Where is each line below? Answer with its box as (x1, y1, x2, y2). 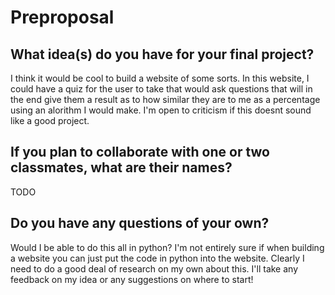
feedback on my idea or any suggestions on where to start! (10, 273, 254, 285)
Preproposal (10, 6, 115, 29)
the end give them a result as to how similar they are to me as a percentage (10, 94, 321, 105)
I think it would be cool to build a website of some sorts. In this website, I (10, 72, 310, 84)
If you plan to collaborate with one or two (10, 144, 270, 161)
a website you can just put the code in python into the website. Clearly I (10, 252, 305, 264)
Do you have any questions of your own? (10, 215, 270, 232)
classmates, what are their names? (10, 159, 233, 176)
